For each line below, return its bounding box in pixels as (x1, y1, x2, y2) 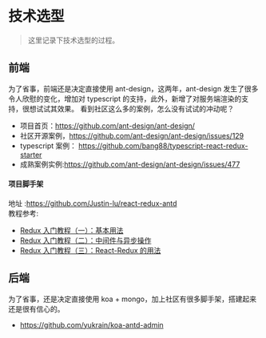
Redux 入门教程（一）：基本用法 (19, 225, 124, 235)
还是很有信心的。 (8, 304, 65, 313)
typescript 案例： (19, 141, 77, 151)
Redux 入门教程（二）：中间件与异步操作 (19, 235, 152, 245)
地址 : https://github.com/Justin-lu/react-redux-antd (8, 198, 177, 208)
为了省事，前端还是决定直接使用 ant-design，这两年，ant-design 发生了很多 (8, 83, 259, 93)
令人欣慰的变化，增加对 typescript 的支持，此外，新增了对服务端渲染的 (8, 94, 242, 103)
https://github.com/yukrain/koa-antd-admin (19, 320, 164, 329)
